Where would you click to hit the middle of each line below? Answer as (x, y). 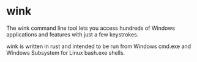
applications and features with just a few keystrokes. (72, 34)
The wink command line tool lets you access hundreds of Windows (91, 28)
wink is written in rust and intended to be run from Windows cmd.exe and (99, 46)
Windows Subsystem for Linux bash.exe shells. (66, 52)
